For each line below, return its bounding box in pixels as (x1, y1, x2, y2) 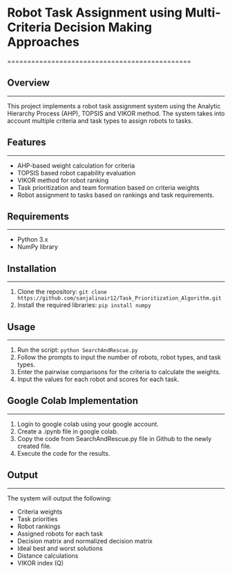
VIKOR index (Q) (17, 559, 64, 567)
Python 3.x (17, 235, 48, 244)
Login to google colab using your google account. (17, 420, 159, 428)
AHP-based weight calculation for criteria (17, 161, 135, 170)
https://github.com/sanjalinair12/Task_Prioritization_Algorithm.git (17, 295, 222, 302)
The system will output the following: (7, 494, 112, 502)
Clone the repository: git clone (17, 288, 107, 296)
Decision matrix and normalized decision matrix (17, 536, 153, 545)
